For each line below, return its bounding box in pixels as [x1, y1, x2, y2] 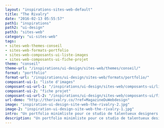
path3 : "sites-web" [5, 30, 45, 35]
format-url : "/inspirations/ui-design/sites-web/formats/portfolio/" [5, 75, 150, 80]
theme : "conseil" [5, 61, 41, 66]
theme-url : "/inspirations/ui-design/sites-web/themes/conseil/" [5, 66, 141, 71]
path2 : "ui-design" [5, 25, 45, 30]
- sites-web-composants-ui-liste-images [5, 52, 89, 57]
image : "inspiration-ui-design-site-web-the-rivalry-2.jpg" [5, 102, 130, 107]
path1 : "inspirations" [5, 20, 51, 26]
